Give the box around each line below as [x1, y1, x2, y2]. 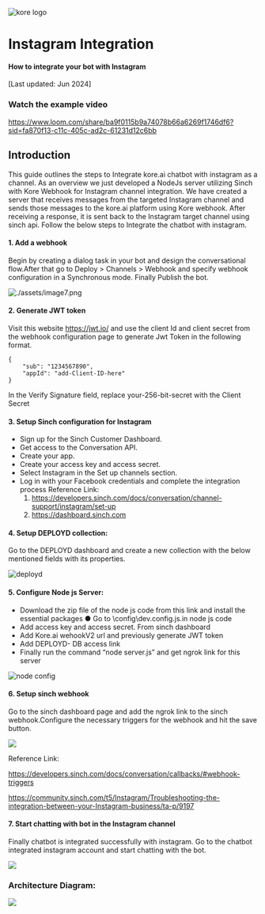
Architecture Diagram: [8, 879, 97, 890]
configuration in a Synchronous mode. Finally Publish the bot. [8, 272, 209, 282]
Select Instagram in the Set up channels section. [19, 468, 178, 478]
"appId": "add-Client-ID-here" [22, 369, 126, 377]
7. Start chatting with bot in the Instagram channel [8, 819, 176, 829]
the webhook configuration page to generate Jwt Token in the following [8, 332, 241, 341]
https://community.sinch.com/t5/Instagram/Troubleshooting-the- [8, 792, 220, 802]
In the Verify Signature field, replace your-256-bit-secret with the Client [8, 390, 241, 400]
